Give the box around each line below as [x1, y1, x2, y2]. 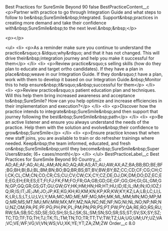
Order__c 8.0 [109, 220, 135, 226]
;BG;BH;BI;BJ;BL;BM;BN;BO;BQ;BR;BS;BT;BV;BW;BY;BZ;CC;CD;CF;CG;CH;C [5, 167, 162, 173]
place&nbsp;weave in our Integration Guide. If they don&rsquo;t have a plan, [5, 71, 163, 77]
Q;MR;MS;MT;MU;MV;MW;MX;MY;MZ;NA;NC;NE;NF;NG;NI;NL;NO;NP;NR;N [5, 199, 162, 205]
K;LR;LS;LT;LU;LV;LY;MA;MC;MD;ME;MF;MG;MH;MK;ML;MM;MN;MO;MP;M [5, 194, 161, 199]
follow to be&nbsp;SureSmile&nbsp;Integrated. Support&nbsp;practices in [5, 15, 158, 21]
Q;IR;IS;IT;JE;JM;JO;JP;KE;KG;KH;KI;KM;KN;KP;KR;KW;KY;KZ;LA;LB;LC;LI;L [5, 188, 162, 194]
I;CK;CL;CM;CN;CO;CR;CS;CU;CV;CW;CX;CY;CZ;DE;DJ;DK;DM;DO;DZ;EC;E [5, 172, 162, 178]
